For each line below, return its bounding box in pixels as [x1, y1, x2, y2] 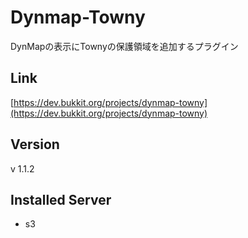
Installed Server [10, 191, 112, 208]
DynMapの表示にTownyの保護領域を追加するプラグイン [10, 40, 239, 52]
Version [10, 136, 60, 153]
